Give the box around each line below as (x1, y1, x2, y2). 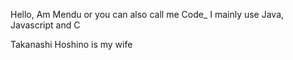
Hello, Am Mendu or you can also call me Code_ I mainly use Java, (10, 9, 285, 20)
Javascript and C (10, 19, 81, 31)
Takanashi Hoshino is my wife (10, 39, 133, 50)
